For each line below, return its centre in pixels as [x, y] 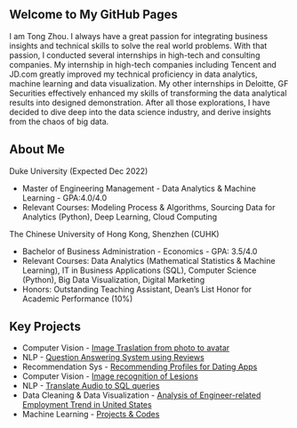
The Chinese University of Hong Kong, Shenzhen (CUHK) [114, 234]
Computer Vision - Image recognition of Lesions [110, 376]
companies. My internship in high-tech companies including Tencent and [143, 64]
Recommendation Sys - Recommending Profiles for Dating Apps [140, 367]
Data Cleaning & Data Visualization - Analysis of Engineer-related [141, 395]
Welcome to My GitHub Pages [93, 15]
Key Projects [45, 327]
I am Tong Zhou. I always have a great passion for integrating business [139, 36]
